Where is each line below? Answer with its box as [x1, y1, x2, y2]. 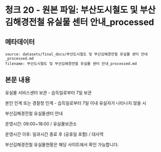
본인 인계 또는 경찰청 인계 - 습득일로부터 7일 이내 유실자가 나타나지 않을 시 [5, 100, 146, 106]
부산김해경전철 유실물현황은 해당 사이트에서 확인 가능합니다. [5, 141, 119, 147]
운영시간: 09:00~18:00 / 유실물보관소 [5, 121, 77, 127]
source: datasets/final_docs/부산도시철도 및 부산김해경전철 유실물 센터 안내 [5, 52, 148, 57]
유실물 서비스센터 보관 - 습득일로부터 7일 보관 [5, 89, 92, 95]
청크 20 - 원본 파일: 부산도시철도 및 [5, 4, 138, 16]
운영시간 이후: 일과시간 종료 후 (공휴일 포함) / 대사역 [5, 131, 104, 137]
